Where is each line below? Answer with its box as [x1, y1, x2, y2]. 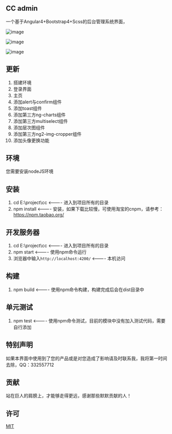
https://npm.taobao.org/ [13, 212, 64, 218]
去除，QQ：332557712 [6, 361, 54, 368]
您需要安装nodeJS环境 [6, 168, 54, 174]
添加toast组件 [13, 105, 42, 111]
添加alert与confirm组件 [13, 99, 62, 105]
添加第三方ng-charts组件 [13, 112, 66, 118]
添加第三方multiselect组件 [13, 118, 68, 124]
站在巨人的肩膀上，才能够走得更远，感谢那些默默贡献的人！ [6, 393, 132, 399]
